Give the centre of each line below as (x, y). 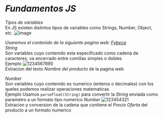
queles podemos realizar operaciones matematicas (57, 89)
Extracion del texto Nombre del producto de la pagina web (65, 69)
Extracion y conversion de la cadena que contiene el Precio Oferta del (76, 105)
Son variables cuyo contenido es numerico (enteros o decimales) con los (80, 84)
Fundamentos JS (41, 9)
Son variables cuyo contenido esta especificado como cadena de (72, 53)
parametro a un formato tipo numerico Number (53, 99)
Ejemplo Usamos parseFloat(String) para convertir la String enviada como (81, 94)
